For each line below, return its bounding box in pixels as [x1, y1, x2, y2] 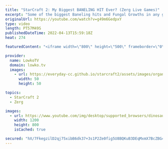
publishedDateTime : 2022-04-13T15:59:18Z [5, 30, 93, 35]
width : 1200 [14, 118, 39, 123]
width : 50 [18, 76, 39, 81]
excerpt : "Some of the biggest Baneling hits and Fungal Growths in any [5, 12, 160, 17]
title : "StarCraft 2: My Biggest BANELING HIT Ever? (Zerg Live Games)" [5, 7, 160, 12]
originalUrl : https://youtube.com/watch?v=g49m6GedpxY [5, 16, 122, 21]
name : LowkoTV [9, 58, 39, 63]
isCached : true [14, 127, 46, 132]
